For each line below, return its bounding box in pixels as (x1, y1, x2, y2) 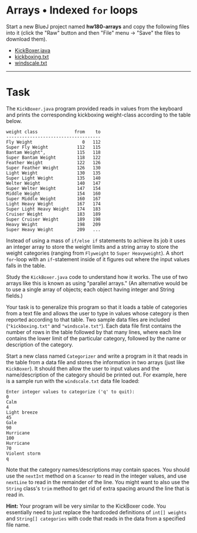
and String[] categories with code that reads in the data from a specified (6, 515, 186, 522)
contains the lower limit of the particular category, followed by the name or (6, 335, 186, 342)
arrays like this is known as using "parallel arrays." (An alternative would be (6, 279, 188, 287)
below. (6, 117, 22, 124)
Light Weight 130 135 (6, 170, 101, 176)
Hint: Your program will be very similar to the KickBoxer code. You (6, 502, 166, 509)
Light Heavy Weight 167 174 (6, 201, 101, 206)
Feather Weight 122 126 (6, 159, 101, 165)
